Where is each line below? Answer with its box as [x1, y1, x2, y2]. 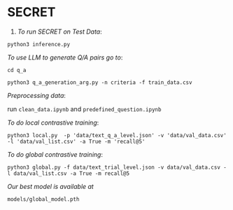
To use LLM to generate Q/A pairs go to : [7, 53, 123, 62]
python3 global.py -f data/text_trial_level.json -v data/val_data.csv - [7, 164, 227, 171]
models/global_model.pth [7, 195, 80, 203]
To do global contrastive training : [7, 150, 104, 158]
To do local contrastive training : [7, 118, 99, 127]
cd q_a [7, 66, 27, 73]
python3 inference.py [7, 41, 71, 48]
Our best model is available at [7, 182, 94, 190]
